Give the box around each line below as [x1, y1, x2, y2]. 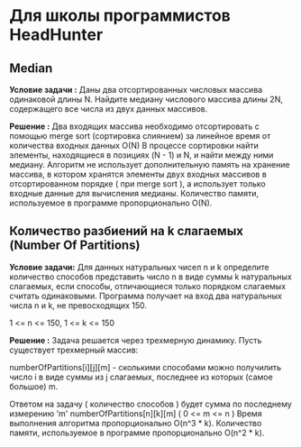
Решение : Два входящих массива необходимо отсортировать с [9, 121, 260, 132]
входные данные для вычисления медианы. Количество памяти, [9, 188, 260, 198]
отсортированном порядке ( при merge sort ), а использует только [9, 178, 266, 189]
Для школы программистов [9, 5, 232, 26]
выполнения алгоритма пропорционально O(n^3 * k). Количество [9, 417, 262, 428]
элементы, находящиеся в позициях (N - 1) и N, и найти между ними [9, 150, 274, 160]
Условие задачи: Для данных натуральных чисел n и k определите [9, 261, 269, 272]
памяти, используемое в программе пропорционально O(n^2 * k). [9, 427, 265, 438]
